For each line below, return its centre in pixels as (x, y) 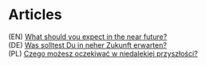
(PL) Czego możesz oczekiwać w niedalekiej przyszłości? (103, 53)
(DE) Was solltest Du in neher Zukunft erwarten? (88, 45)
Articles (35, 15)
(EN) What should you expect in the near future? (88, 37)
